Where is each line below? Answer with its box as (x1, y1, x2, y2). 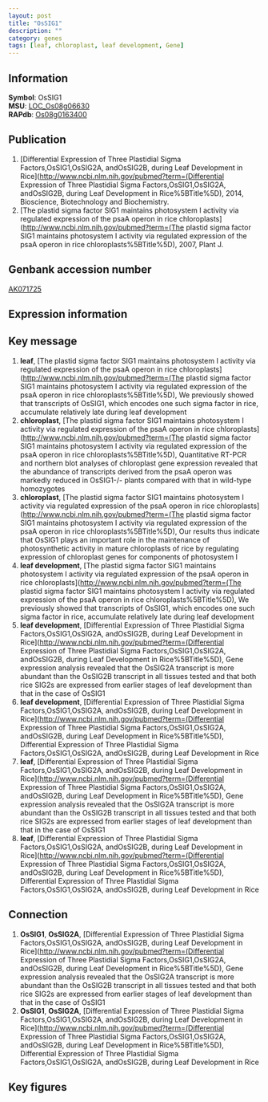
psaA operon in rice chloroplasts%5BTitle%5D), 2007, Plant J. (19, 239, 224, 249)
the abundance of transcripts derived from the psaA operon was (19, 466, 233, 476)
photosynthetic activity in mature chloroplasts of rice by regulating (19, 543, 239, 553)
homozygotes (19, 483, 66, 494)
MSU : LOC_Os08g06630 (8, 101, 90, 111)
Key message (8, 335, 78, 348)
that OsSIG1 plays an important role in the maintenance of (19, 535, 210, 544)
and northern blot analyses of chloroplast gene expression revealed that (19, 458, 258, 468)
